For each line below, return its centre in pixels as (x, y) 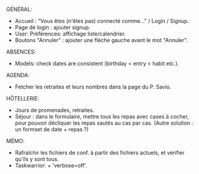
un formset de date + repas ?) (52, 129)
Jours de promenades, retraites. (55, 110)
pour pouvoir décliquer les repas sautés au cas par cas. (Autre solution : (104, 123)
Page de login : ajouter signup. (53, 27)
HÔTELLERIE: (23, 98)
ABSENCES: (21, 52)
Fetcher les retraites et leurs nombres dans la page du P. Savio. (93, 87)
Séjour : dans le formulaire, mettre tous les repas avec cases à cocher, (102, 117)
